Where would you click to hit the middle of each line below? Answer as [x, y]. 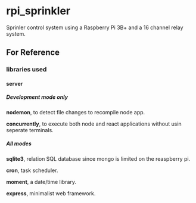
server [15, 83]
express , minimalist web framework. [51, 193]
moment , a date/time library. [41, 182]
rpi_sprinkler [38, 11]
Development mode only [37, 97]
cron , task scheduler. [32, 170]
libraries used [27, 70]
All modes [19, 143]
